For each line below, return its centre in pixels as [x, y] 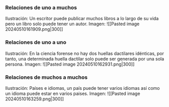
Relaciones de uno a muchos [41, 8]
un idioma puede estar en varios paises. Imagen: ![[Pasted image [73, 93]
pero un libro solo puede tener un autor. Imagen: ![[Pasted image [72, 24]
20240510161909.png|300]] [34, 29]
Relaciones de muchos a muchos [46, 77]
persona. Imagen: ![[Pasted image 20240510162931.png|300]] [70, 64]
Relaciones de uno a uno [36, 42]
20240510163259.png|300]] [35, 99]
